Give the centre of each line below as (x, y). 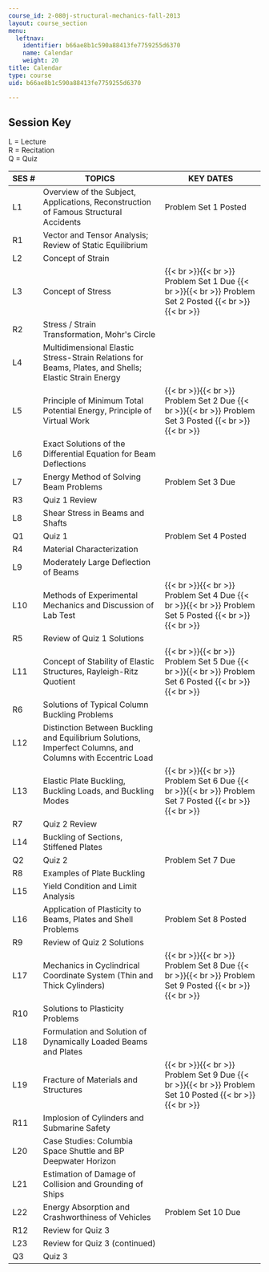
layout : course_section (48, 23)
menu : (17, 30)
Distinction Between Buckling (98, 728)
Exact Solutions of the (84, 444)
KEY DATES (211, 179)
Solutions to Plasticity (83, 1009)
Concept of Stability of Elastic (98, 661)
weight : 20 (41, 61)
